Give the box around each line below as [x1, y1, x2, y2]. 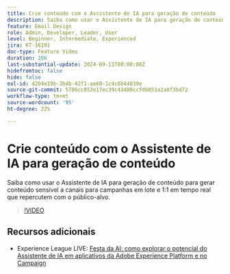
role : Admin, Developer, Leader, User [7, 29, 118, 36]
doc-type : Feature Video [7, 49, 78, 55]
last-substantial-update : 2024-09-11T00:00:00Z [7, 61, 146, 68]
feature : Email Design [7, 23, 72, 29]
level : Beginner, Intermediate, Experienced [7, 36, 136, 42]
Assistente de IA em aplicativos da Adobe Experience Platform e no [16, 251, 207, 260]
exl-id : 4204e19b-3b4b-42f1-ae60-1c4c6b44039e [7, 80, 142, 87]
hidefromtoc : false [7, 67, 63, 74]
